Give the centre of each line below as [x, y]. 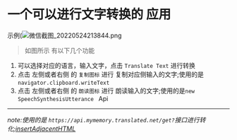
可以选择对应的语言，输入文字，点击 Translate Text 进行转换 [106, 65]
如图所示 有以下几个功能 [60, 50]
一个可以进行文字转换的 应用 [89, 14]
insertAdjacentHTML [45, 129]
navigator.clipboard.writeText [63, 83]
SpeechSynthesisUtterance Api [63, 98]
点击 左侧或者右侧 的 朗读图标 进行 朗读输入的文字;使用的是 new [106, 91]
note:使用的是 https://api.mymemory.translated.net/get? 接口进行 [103, 119]
